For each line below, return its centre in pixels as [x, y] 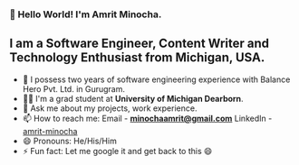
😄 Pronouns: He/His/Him [70, 141]
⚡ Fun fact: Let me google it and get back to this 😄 [117, 151]
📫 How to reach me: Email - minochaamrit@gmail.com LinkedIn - [147, 118]
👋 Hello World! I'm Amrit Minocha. [86, 14]
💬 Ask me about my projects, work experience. [110, 108]
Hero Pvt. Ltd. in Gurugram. [73, 88]
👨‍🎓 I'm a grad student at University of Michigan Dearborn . [133, 98]
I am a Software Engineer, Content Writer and [140, 44]
